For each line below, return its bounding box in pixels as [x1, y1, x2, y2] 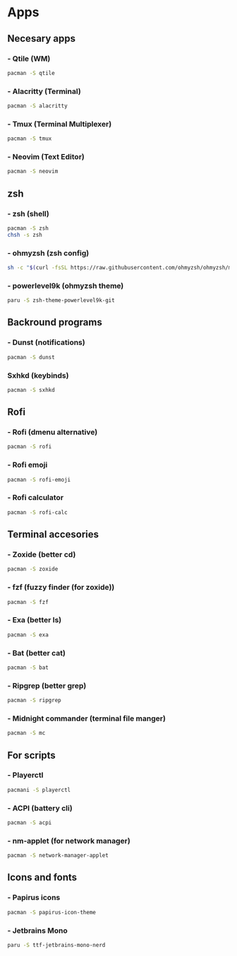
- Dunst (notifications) [7, 337, 86, 347]
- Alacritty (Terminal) [7, 86, 81, 96]
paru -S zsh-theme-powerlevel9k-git [7, 297, 115, 304]
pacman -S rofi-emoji [7, 476, 71, 483]
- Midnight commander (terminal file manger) [7, 713, 166, 723]
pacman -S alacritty [7, 103, 68, 110]
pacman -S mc [7, 730, 46, 737]
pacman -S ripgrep [7, 697, 61, 704]
